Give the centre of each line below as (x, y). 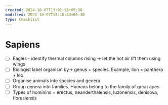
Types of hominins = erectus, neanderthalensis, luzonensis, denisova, (85, 92)
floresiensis (25, 98)
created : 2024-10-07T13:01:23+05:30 (44, 10)
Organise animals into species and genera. (57, 81)
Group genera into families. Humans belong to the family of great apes (86, 86)
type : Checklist (22, 19)
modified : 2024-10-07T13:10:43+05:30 (45, 15)
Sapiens (23, 44)
